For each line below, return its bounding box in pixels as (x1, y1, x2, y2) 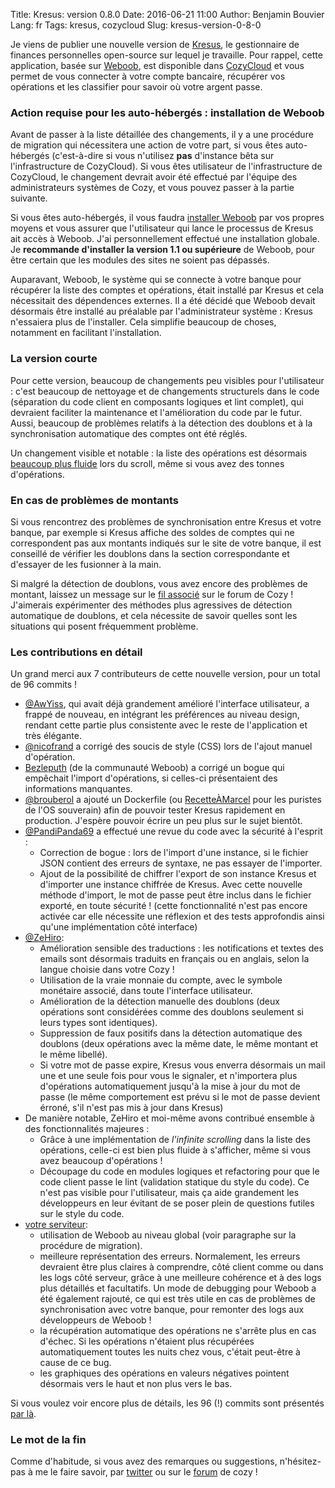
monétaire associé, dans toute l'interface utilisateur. (39, 985, 253, 997)
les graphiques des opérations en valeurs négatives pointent (39, 1367, 290, 1379)
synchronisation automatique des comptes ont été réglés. (10, 427, 248, 439)
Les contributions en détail (10, 645, 143, 659)
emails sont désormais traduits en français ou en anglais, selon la (39, 953, 310, 965)
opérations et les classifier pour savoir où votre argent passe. (10, 81, 263, 93)
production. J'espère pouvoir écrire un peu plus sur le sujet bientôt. (24, 815, 303, 827)
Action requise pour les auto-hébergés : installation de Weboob (10, 105, 325, 119)
